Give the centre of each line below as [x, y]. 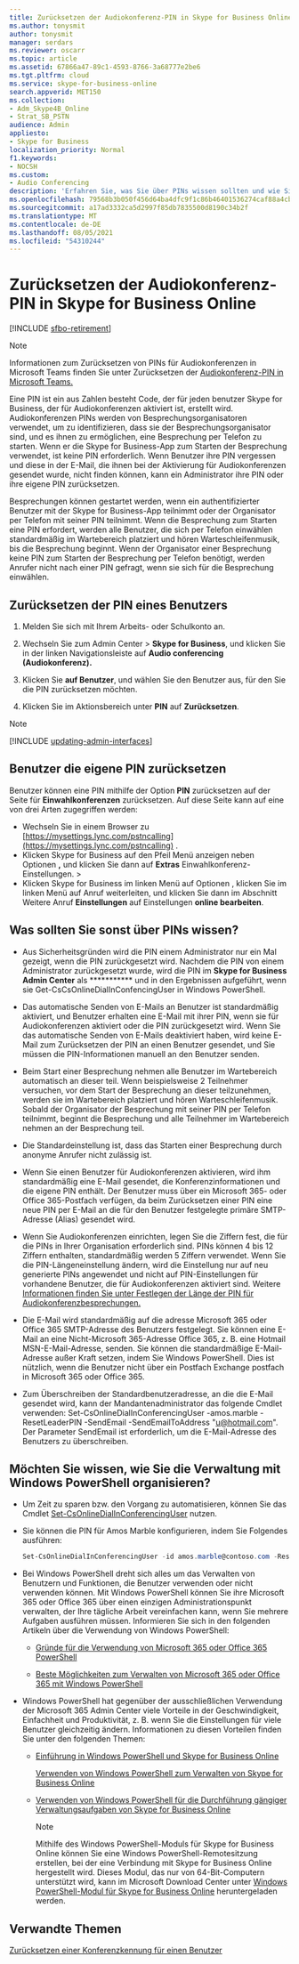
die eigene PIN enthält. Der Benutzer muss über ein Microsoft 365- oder [154, 1191]
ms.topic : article [43, 59]
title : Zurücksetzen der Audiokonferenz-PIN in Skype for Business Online [151, 17]
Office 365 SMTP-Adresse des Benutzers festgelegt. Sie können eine [149, 1329]
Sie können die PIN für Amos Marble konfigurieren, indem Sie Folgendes [155, 1531]
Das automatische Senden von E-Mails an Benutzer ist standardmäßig [150, 1006]
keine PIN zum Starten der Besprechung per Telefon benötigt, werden [137, 558]
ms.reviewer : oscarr [48, 51]
